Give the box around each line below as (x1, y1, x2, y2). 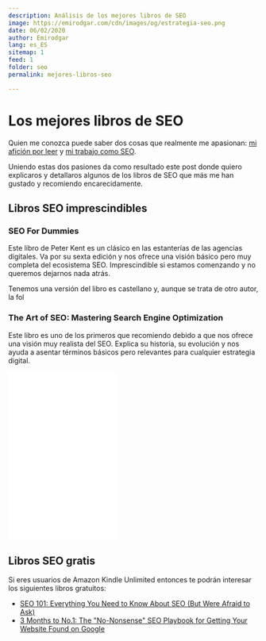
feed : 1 (8, 56, 34, 64)
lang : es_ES (8, 41, 48, 49)
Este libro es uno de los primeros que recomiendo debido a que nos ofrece (8, 330, 253, 340)
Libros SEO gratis (8, 554, 95, 567)
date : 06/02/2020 (8, 26, 66, 34)
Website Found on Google (19, 624, 106, 634)
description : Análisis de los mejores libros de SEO (8, 11, 187, 20)
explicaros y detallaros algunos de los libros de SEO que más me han (8, 170, 234, 179)
